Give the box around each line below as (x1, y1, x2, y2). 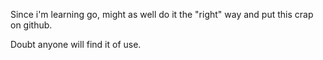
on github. (10, 19, 53, 31)
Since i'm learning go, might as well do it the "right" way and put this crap (10, 9, 314, 20)
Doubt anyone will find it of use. (10, 39, 142, 50)
